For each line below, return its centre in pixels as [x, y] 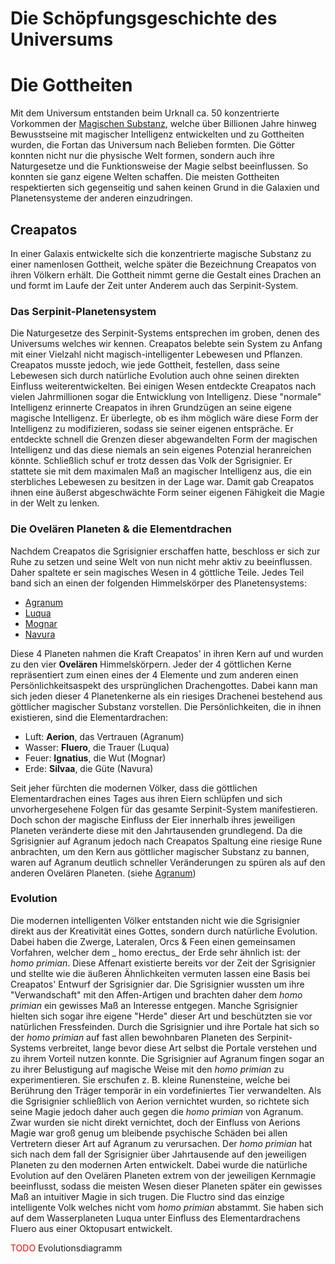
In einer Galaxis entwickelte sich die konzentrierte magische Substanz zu [161, 253]
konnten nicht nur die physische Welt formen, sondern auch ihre [142, 156]
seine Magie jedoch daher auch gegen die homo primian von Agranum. [157, 1111]
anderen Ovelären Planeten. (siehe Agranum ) [103, 873]
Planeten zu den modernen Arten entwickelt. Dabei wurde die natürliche [159, 1164]
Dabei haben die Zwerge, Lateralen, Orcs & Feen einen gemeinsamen [153, 941]
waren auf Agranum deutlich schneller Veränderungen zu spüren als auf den [168, 862]
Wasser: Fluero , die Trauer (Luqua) [97, 747]
